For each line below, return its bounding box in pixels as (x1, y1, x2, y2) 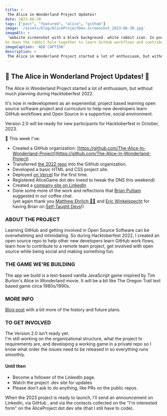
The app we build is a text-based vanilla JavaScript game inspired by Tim (5, 272, 156, 278)
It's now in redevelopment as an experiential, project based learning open (5, 100, 156, 106)
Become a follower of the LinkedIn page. (12, 374, 95, 380)
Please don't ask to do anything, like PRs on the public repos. (12, 385, 138, 391)
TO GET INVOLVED (5, 319, 51, 326)
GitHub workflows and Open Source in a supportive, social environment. (5, 111, 153, 117)
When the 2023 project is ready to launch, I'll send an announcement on (5, 395, 153, 401)
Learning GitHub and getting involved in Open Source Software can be (5, 227, 150, 233)
